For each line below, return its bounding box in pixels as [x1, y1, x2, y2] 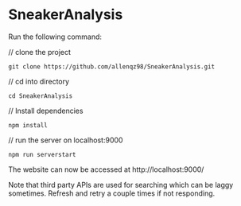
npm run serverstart [8, 150, 77, 158]
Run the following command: [8, 32, 102, 41]
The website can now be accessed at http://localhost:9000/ [8, 165, 204, 174]
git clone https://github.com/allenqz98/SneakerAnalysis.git [8, 62, 216, 71]
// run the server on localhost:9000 [8, 135, 123, 145]
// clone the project [8, 47, 72, 56]
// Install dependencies [8, 106, 84, 115]
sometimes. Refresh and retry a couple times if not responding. [8, 189, 216, 198]
